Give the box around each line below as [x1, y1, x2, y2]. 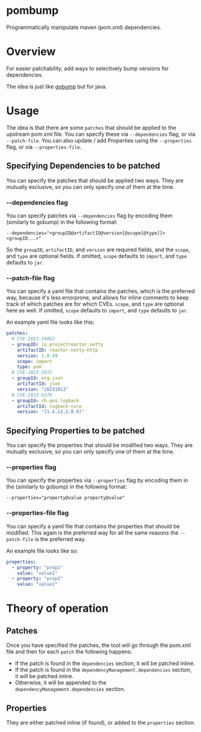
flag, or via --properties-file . [6, 143, 82, 150]
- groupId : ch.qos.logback [11, 397, 79, 403]
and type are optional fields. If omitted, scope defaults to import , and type [6, 252, 187, 260]
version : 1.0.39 [17, 353, 58, 359]
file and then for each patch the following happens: [6, 648, 132, 655]
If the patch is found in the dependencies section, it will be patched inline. [14, 660, 196, 667]
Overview [6, 45, 56, 59]
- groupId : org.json [11, 375, 63, 381]
